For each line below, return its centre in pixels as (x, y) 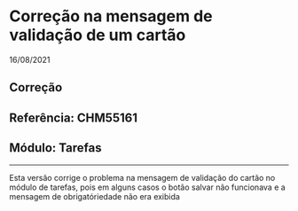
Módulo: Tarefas (55, 148)
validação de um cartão (98, 35)
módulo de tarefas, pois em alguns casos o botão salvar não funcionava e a (147, 187)
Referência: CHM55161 (73, 117)
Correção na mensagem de (111, 16)
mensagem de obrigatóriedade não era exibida (94, 196)
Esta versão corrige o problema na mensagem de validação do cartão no (142, 177)
